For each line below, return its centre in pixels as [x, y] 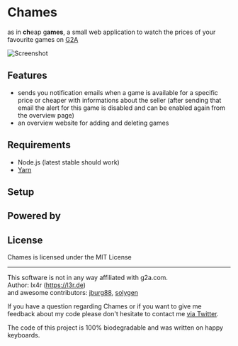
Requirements [39, 145]
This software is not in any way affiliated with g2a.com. [88, 278]
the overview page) [46, 115]
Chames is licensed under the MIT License [70, 257]
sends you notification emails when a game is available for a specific [118, 92]
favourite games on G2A [43, 39]
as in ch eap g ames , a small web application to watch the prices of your [112, 32]
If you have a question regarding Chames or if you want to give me [104, 306]
